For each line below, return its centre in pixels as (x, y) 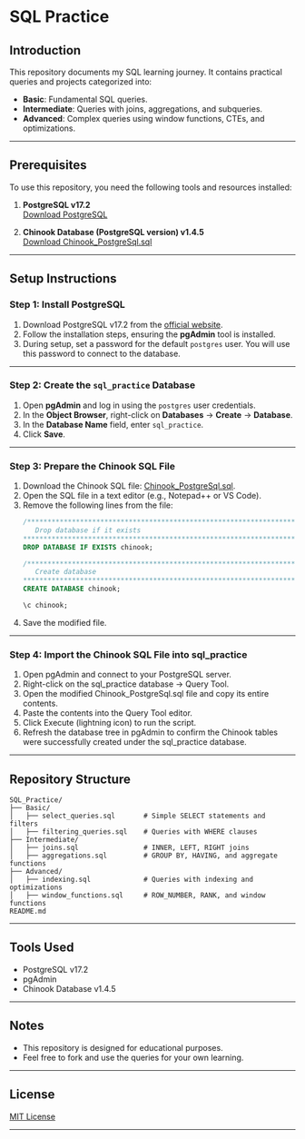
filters (24, 824)
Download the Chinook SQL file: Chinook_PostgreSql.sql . (129, 486)
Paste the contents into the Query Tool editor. (108, 713)
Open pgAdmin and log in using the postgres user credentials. (139, 405)
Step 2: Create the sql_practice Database (103, 385)
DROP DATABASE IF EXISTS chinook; (88, 547)
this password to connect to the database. (102, 353)
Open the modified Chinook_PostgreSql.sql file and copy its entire (146, 694)
